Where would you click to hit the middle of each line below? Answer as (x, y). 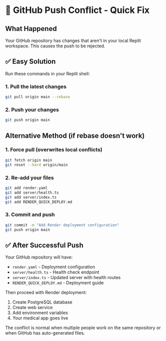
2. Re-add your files (29, 178)
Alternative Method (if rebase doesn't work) (75, 136)
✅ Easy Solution (30, 62)
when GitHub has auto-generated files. (45, 333)
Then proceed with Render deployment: (46, 293)
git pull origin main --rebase (38, 97)
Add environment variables (40, 313)
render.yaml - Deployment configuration (54, 267)
